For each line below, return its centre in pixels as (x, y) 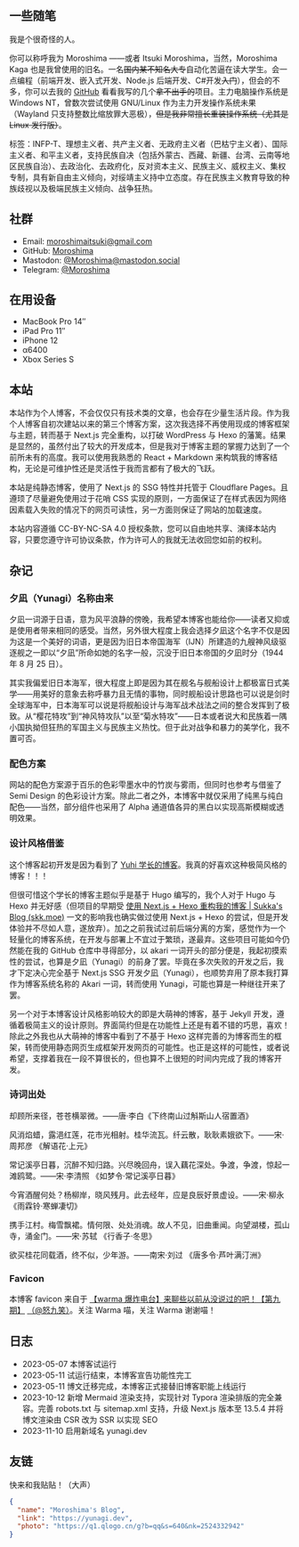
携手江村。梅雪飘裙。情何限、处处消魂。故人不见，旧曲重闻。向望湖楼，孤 (145, 1225)
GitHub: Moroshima (58, 250)
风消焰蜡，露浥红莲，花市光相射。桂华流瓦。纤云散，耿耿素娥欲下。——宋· (147, 1135)
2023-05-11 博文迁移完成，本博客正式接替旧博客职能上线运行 (134, 1386)
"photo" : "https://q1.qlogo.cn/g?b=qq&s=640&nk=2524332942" (131, 1527)
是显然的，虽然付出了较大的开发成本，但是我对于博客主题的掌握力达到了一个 (149, 446)
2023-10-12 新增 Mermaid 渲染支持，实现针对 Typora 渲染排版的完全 (148, 1397)
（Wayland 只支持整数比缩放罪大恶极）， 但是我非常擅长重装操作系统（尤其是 (149, 113)
